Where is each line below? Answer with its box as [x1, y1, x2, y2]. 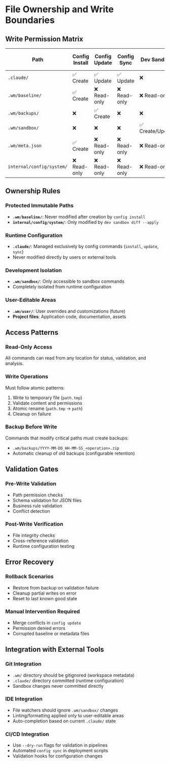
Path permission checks [12, 492, 63, 498]
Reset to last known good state [12, 595, 77, 601]
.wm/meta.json [8, 143, 42, 149]
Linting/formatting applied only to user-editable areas [12, 712, 124, 718]
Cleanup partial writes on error [12, 590, 77, 596]
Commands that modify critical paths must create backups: [5, 435, 129, 441]
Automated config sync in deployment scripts [12, 748, 108, 754]
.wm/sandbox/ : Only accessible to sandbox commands [12, 278, 125, 284]
